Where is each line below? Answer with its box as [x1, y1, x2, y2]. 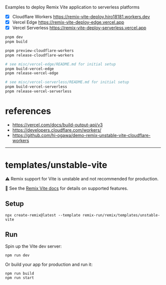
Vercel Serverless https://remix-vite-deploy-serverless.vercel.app [12, 25, 147, 31]
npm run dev [5, 253, 30, 258]
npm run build [5, 271, 35, 276]
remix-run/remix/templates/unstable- [82, 213, 161, 217]
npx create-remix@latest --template [5, 213, 81, 217]
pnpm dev [5, 35, 23, 40]
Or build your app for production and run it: [5, 261, 93, 268]
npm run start [5, 276, 35, 281]
